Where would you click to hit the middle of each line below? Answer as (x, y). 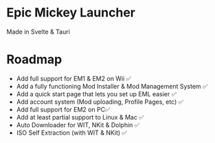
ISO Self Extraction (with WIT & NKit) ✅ (72, 133)
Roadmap (34, 59)
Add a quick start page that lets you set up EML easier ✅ (97, 93)
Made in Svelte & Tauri (38, 32)
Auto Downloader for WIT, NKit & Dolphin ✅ (78, 124)
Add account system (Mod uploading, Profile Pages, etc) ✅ (100, 102)
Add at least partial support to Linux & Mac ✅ (80, 117)
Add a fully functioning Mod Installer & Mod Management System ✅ (112, 86)
